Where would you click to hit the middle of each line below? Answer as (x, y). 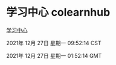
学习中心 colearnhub (58, 12)
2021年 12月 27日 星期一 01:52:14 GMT (54, 55)
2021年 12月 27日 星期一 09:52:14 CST (54, 43)
